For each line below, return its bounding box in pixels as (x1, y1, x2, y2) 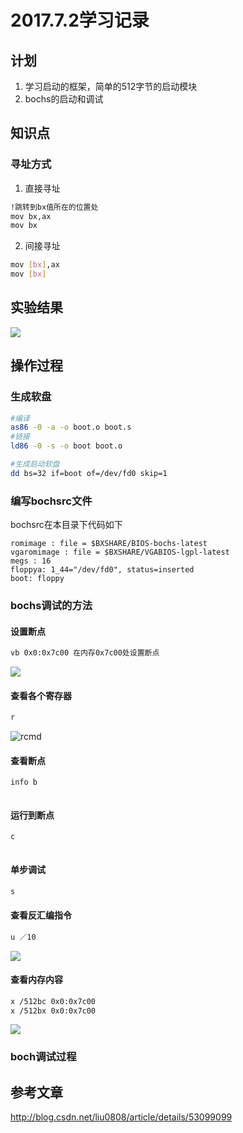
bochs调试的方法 (10, 599, 93, 613)
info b (10, 777, 38, 788)
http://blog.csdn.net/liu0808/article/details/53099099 (10, 1111, 233, 1123)
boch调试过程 (10, 1050, 77, 1064)
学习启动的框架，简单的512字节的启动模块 (24, 81, 198, 92)
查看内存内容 (10, 974, 63, 986)
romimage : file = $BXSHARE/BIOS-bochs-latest (10, 539, 208, 549)
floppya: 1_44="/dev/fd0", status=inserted (10, 565, 195, 575)
